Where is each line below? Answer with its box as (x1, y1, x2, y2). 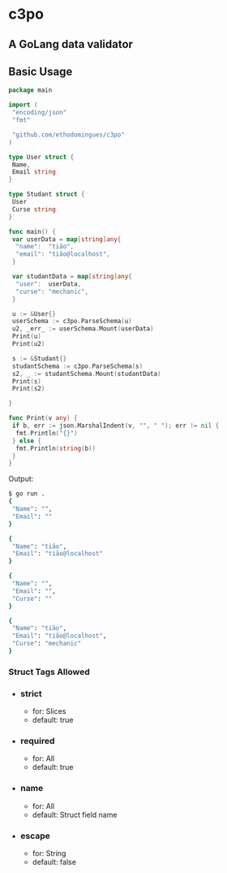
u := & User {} (11, 309, 57, 318)
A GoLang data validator (8, 37, 134, 51)
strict (19, 688, 42, 699)
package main (8, 86, 53, 94)
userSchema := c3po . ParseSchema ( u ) (11, 318, 132, 326)
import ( (8, 101, 38, 110)
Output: (8, 474, 34, 484)
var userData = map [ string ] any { (11, 235, 122, 244)
